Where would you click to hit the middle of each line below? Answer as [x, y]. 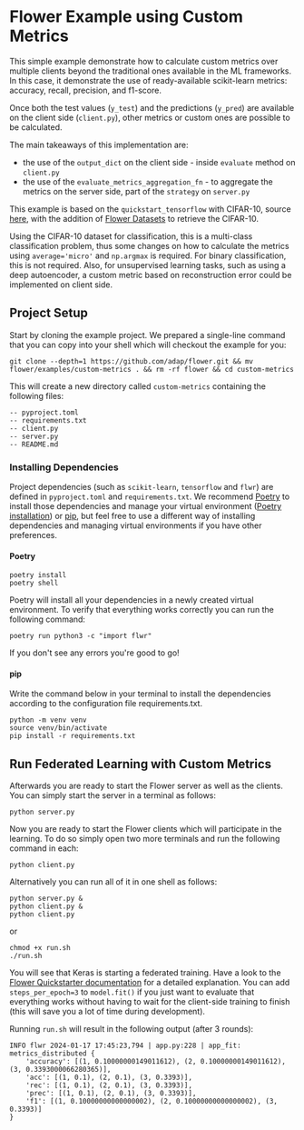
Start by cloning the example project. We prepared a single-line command [147, 335]
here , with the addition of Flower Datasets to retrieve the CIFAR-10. [134, 218]
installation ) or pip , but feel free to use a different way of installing [132, 516]
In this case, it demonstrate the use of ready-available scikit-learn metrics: [148, 80]
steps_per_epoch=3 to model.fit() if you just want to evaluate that [132, 992]
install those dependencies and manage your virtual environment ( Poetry [146, 506]
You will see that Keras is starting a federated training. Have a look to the [145, 973]
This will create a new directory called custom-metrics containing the [137, 386]
